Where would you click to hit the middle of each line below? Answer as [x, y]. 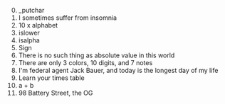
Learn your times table [51, 78]
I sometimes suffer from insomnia [67, 18]
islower [29, 33]
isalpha [29, 40]
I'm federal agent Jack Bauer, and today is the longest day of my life [118, 70]
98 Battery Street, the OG [56, 93]
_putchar [31, 10]
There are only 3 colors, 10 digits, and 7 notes [85, 63]
